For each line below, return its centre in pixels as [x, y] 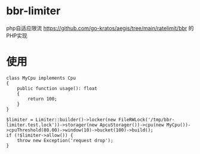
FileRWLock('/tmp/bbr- [147, 120]
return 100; [43, 99]
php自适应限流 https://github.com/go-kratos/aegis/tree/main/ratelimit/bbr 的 [100, 28]
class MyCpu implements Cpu [41, 78]
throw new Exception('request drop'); [65, 140]
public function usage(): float [57, 88]
